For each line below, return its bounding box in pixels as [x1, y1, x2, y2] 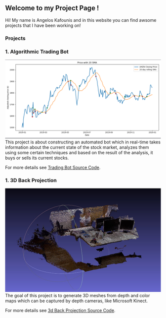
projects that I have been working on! [5, 22, 81, 28]
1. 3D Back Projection [5, 177, 57, 184]
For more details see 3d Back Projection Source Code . [5, 307, 116, 313]
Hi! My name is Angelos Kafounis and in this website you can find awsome [5, 17, 157, 23]
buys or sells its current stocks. [5, 155, 69, 161]
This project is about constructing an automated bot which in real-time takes [5, 139, 161, 145]
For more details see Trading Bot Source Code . [5, 165, 101, 170]
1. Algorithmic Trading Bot [5, 48, 69, 55]
